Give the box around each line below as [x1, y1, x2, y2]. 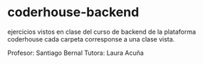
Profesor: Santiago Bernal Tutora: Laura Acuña [7, 49, 144, 57]
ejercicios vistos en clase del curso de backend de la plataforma [7, 27, 197, 36]
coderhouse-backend [7, 4, 140, 20]
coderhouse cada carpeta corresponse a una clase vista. [7, 34, 175, 43]
